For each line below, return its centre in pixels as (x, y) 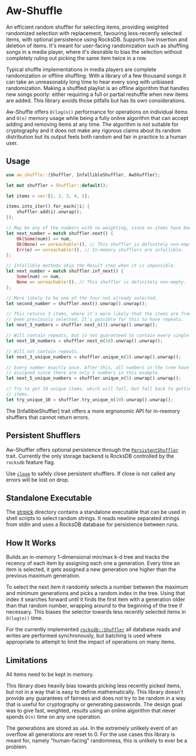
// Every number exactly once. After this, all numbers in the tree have (98, 367)
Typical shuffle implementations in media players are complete (81, 69)
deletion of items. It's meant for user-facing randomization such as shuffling (97, 46)
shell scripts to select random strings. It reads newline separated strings (93, 518)
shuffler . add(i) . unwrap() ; (49, 212)
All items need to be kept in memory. (50, 674)
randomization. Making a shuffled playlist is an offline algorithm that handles (98, 88)
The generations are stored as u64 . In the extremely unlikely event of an (92, 728)
